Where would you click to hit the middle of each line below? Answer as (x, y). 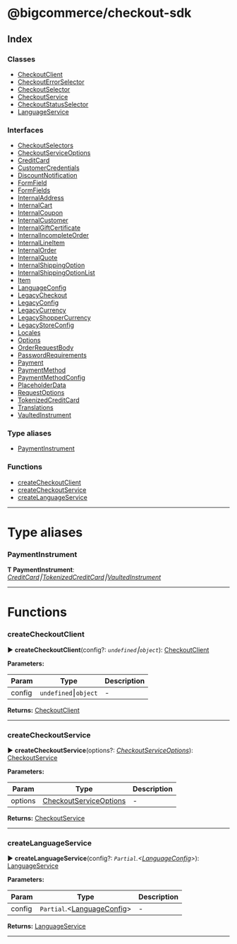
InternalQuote (37, 258)
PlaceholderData (42, 385)
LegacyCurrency (42, 310)
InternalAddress (41, 198)
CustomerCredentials (48, 168)
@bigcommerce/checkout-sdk (99, 13)
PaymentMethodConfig (51, 378)
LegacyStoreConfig (45, 325)
